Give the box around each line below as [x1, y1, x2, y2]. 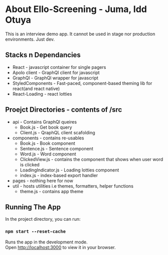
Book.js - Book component [20, 140, 75, 146]
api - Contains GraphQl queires [12, 119, 77, 125]
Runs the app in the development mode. [5, 239, 88, 245]
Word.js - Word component [20, 151, 76, 157]
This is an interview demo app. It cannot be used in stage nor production [5, 31, 155, 37]
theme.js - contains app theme [20, 188, 84, 194]
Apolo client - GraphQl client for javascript [12, 69, 100, 75]
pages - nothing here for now [12, 178, 74, 184]
